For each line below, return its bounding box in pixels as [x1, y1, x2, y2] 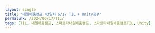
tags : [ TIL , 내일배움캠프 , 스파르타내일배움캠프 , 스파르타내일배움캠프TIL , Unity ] [5, 20, 151, 26]
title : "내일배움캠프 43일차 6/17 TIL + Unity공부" [5, 12, 102, 16]
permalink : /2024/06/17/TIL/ [5, 16, 64, 21]
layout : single [5, 7, 36, 12]
